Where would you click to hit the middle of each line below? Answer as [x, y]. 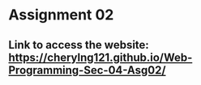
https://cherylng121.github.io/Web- [100, 57]
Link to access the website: [79, 45]
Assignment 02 [61, 15]
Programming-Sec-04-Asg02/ [87, 70]
